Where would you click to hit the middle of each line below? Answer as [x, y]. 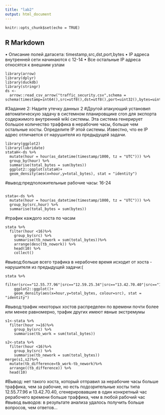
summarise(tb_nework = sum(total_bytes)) [57, 355]
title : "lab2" [20, 10]
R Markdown [25, 42]
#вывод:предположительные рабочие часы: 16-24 [58, 183]
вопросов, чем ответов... [31, 408]
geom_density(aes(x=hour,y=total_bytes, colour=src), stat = [78, 293]
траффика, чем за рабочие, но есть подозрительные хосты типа [72, 387]
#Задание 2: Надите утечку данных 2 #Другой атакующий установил [78, 109]
